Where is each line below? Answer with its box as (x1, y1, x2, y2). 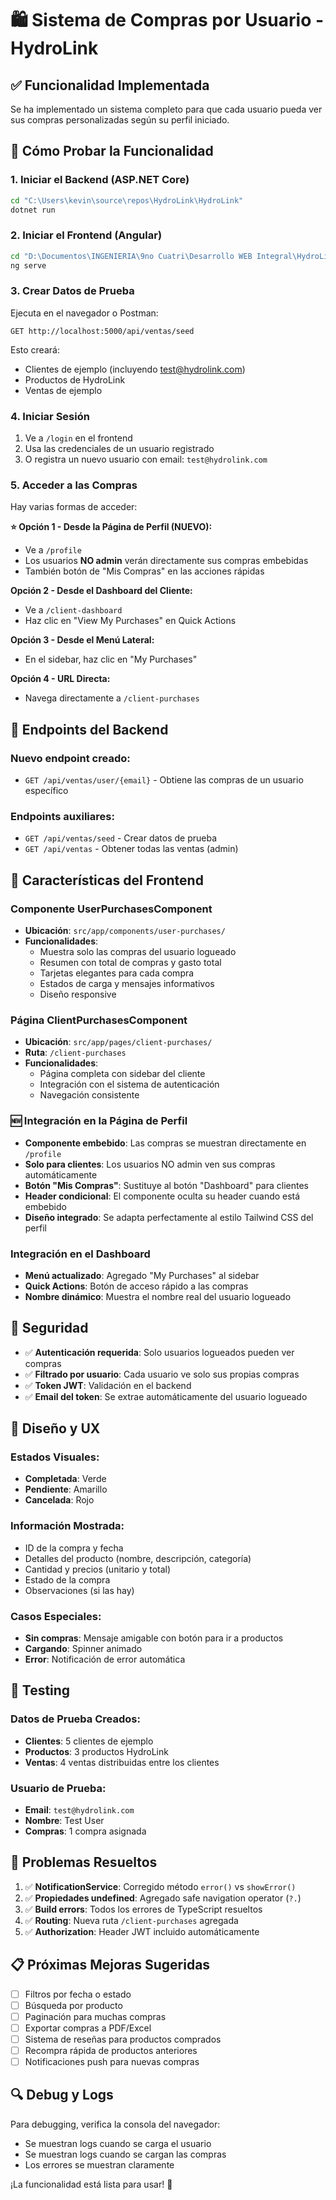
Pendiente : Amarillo (24, 1483, 108, 1496)
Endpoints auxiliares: (10, 809, 115, 823)
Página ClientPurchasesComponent (10, 1013, 188, 1027)
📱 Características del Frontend (10, 872, 204, 889)
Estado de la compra (24, 1573, 111, 1586)
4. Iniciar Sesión (10, 409, 90, 423)
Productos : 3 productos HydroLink (24, 1745, 169, 1757)
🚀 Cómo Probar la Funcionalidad (10, 143, 214, 160)
